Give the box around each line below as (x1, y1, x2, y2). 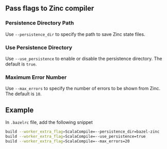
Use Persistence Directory (5, 44, 72, 51)
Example (5, 105, 34, 114)
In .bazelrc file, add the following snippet (5, 119, 93, 125)
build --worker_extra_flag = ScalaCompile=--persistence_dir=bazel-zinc (5, 129, 160, 135)
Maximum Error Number (5, 74, 67, 81)
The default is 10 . (5, 91, 42, 97)
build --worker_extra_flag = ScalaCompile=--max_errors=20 (5, 138, 130, 144)
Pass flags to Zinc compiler (5, 4, 94, 13)
